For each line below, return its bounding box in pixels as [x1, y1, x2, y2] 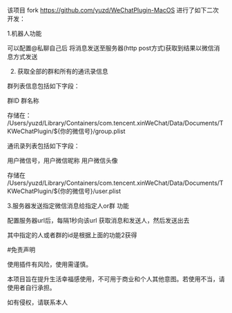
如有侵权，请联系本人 [7, 299, 68, 306]
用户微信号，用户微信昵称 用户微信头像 [7, 156, 118, 164]
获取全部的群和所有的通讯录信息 [17, 68, 108, 75]
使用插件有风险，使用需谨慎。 [7, 261, 92, 268]
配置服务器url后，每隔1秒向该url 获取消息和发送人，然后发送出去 [7, 216, 190, 224]
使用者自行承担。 [7, 283, 56, 292]
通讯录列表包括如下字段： [7, 142, 80, 150]
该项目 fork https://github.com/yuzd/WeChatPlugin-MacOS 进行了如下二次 [7, 6, 220, 14]
